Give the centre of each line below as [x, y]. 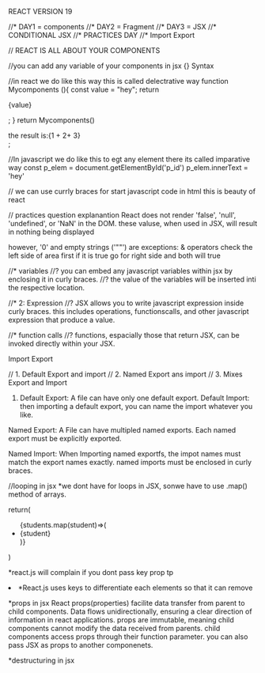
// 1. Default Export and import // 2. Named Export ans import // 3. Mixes [125, 374]
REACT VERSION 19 [40, 11]
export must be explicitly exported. [65, 439]
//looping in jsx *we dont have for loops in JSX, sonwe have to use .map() [128, 486]
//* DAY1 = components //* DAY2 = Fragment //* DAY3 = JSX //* [112, 26]
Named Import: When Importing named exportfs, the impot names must [125, 454]
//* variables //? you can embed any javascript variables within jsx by [121, 271]
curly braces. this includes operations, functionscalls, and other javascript [129, 311]
